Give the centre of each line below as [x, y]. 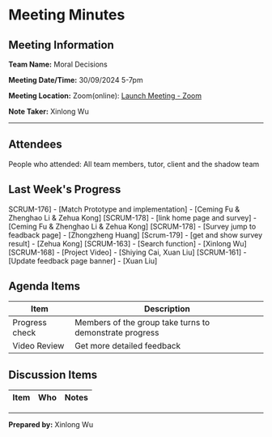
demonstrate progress [117, 332]
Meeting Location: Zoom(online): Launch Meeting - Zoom [105, 96]
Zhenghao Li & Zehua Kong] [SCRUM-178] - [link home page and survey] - [133, 217]
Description [167, 309]
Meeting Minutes [67, 15]
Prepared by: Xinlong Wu [51, 425]
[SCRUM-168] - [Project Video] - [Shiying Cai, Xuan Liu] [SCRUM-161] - [127, 252]
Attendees [35, 145]
